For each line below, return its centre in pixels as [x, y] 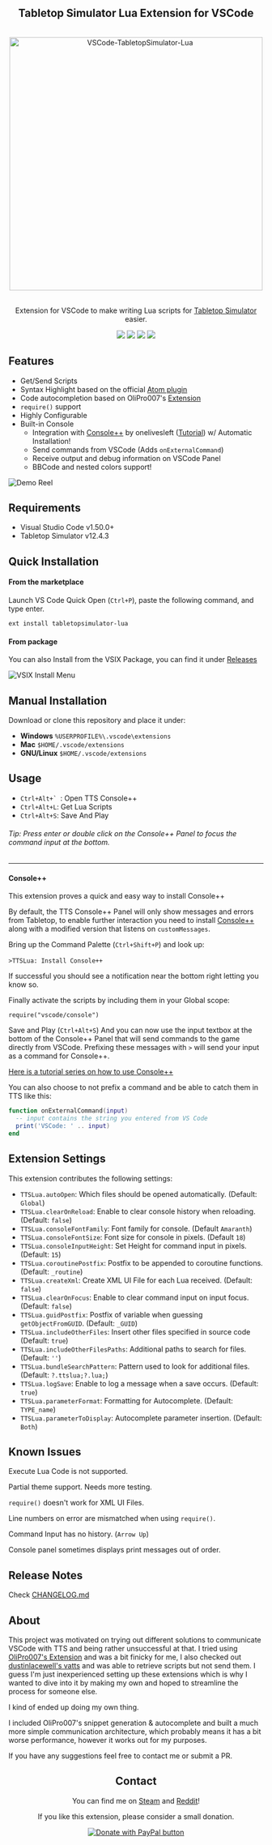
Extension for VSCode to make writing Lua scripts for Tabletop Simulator [136, 310]
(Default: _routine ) [51, 1271]
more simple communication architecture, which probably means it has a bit [135, 1732]
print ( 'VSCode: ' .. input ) [63, 1126]
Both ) [29, 1426]
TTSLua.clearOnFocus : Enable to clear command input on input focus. [134, 1297]
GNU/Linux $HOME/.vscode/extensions [83, 754]
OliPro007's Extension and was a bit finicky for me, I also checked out [125, 1657]
